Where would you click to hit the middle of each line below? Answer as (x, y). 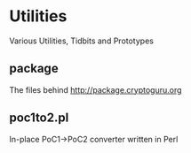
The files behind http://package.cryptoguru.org (95, 89)
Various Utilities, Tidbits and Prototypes (81, 41)
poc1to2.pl (39, 118)
